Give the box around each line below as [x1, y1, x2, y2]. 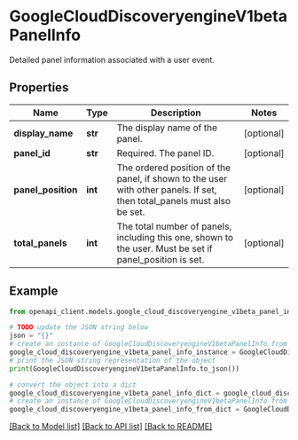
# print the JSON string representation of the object [9, 356, 216, 365]
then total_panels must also [116, 194, 231, 207]
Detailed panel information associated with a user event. [9, 54, 215, 65]
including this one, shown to [116, 231, 233, 243]
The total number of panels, [116, 220, 232, 232]
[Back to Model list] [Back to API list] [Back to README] [9, 421, 213, 432]
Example [9, 284, 59, 299]
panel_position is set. [116, 253, 205, 265]
